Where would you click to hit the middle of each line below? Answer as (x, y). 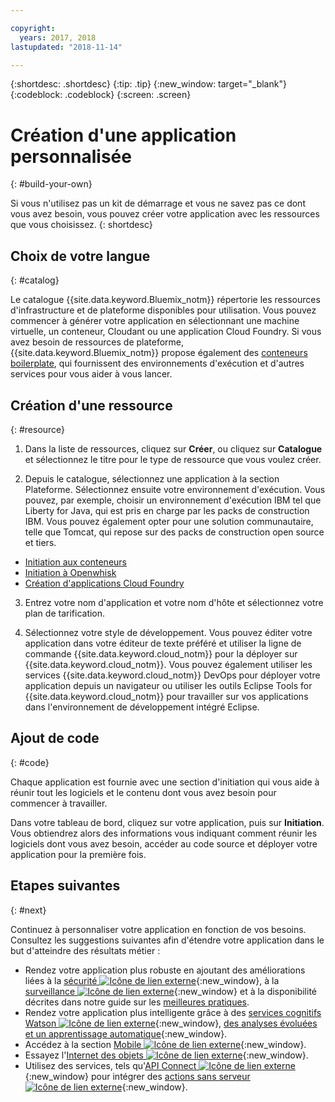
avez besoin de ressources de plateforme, (97, 342)
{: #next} (28, 910)
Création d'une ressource (91, 405)
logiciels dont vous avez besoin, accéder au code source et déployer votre (164, 843)
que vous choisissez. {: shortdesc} (81, 225)
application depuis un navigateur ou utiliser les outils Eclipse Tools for (168, 685)
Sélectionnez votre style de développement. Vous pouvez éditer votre (168, 632)
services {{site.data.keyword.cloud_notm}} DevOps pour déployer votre (172, 675)
